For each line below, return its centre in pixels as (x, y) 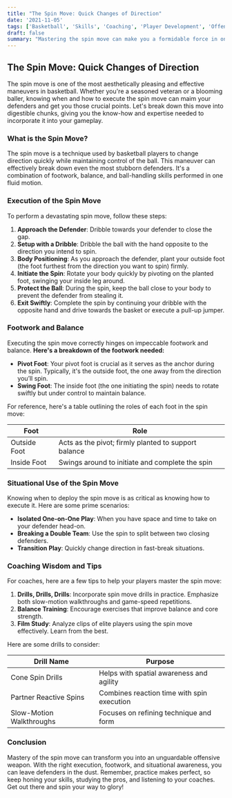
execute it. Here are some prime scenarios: (68, 506)
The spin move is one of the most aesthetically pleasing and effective (106, 84)
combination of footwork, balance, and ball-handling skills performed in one (115, 175)
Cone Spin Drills (37, 678)
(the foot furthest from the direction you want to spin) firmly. (103, 266)
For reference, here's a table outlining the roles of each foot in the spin (108, 406)
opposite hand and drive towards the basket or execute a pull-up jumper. (121, 310)
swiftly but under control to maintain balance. (81, 393)
